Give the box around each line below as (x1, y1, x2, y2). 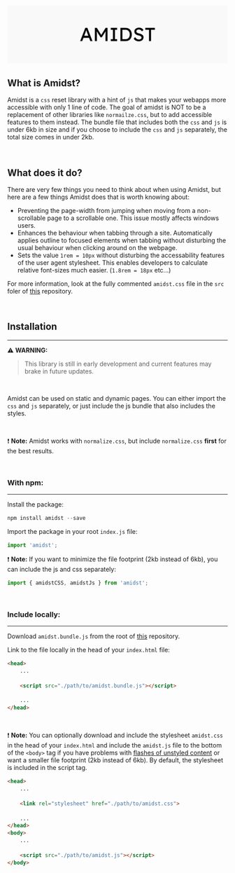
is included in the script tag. (7, 764, 87, 772)
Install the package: (7, 500, 64, 509)
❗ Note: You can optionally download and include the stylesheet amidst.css (7, 731, 224, 740)
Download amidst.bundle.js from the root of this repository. (7, 632, 180, 640)
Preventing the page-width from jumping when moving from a (17, 207, 196, 215)
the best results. (7, 446, 54, 455)
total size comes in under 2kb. (7, 133, 94, 142)
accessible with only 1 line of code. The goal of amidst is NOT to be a (7, 103, 206, 111)
